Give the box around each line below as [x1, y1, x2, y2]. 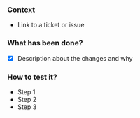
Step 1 [17, 87, 36, 96]
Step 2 [17, 95, 37, 103]
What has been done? [7, 38, 83, 48]
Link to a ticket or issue [17, 21, 85, 29]
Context [7, 5, 36, 15]
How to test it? [7, 72, 57, 82]
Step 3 [17, 103, 37, 111]
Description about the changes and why [17, 54, 133, 62]
